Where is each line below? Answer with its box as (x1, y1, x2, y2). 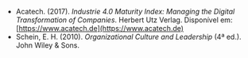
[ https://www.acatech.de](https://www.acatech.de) (15, 24, 184, 33)
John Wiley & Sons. (15, 41, 79, 50)
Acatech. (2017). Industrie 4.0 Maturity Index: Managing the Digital (15, 7, 235, 16)
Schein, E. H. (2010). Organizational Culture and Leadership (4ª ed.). (15, 32, 242, 41)
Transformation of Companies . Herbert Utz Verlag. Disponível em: (15, 15, 233, 25)
